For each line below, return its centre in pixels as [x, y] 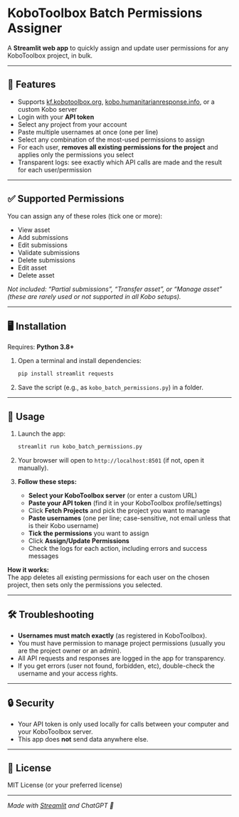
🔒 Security [31, 703]
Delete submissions [47, 260]
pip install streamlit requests [65, 374]
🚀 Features [32, 84]
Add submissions [43, 237]
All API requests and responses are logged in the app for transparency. [122, 658]
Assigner [35, 28]
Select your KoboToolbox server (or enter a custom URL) [113, 495]
